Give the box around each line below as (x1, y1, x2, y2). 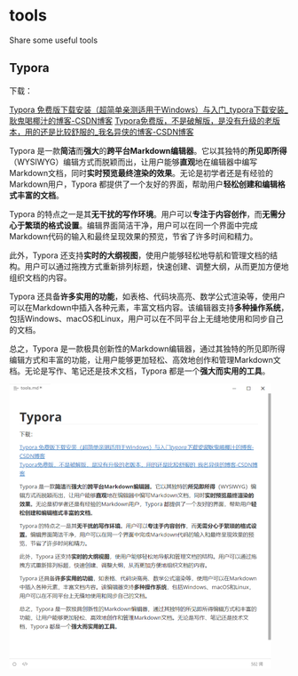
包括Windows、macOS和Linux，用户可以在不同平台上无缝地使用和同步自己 (9, 313, 284, 324)
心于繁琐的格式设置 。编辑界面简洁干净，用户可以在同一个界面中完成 (9, 220, 258, 230)
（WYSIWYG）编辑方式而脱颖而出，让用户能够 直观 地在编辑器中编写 (9, 157, 258, 167)
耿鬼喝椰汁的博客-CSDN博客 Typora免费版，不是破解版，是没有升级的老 (9, 115, 273, 125)
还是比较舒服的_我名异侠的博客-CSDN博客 (39, 126, 194, 137)
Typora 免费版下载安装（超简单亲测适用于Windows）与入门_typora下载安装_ (9, 104, 288, 115)
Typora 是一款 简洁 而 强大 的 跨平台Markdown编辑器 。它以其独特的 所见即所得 (9, 145, 287, 156)
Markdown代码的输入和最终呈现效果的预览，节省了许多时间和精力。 (9, 230, 258, 241)
